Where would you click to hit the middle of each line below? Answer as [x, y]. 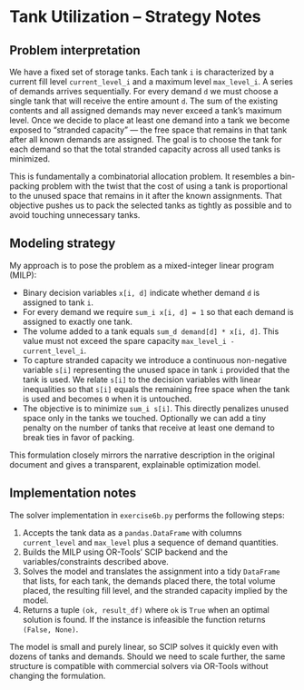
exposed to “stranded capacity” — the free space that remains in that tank [148, 130]
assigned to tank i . [58, 302]
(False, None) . [50, 629]
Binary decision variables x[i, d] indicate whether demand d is [141, 292]
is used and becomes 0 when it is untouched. [107, 399]
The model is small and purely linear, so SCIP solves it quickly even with [144, 646]
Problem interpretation [75, 50]
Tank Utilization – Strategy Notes [135, 17]
